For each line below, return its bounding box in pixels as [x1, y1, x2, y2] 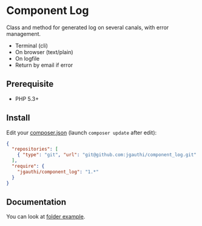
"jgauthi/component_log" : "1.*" [17, 168, 99, 175]
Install [6, 113, 30, 123]
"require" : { [12, 163, 45, 169]
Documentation [6, 197, 67, 207]
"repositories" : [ [12, 146, 59, 152]
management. [6, 30, 41, 37]
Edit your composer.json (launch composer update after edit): [6, 129, 157, 136]
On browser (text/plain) [15, 48, 74, 55]
